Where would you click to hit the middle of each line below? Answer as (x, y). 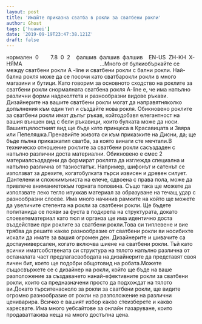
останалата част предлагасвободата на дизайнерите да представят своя (101, 257)
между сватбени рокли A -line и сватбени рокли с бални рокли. (89, 70)
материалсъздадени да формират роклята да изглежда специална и (96, 160)
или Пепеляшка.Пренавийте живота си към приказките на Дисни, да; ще (101, 134)
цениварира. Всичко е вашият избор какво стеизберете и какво (89, 302)
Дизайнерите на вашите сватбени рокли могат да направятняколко (94, 102)
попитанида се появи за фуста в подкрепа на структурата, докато (92, 212)
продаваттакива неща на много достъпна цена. (68, 315)
